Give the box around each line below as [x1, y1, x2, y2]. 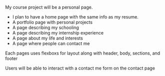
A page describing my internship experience [12, 30, 104, 35]
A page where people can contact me [12, 40, 90, 46]
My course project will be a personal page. [5, 4, 93, 10]
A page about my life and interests [12, 35, 83, 41]
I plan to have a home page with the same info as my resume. [12, 14, 139, 19]
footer [5, 55, 18, 61]
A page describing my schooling [12, 24, 79, 30]
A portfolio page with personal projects [12, 19, 93, 25]
